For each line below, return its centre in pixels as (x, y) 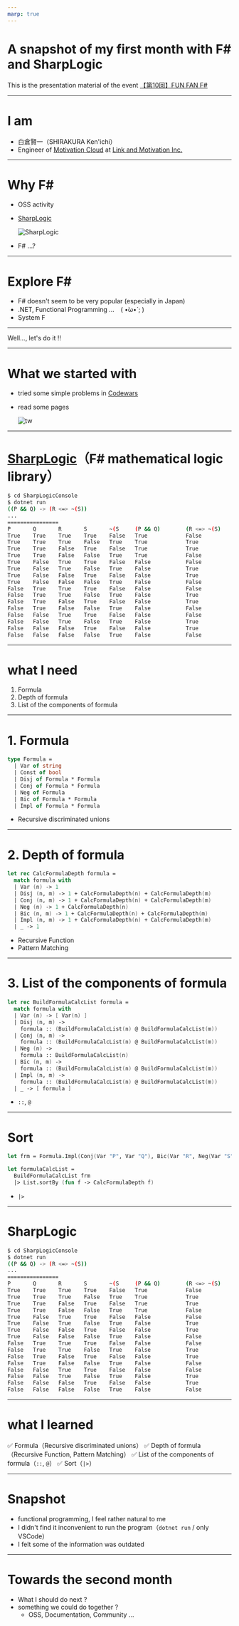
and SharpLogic (55, 64)
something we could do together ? (68, 1607)
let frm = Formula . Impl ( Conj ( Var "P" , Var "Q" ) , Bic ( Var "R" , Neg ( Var (114, 1157)
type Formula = (30, 759)
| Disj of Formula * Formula (57, 779)
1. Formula (38, 740)
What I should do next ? (52, 1599)
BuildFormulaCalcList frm (52, 1176)
